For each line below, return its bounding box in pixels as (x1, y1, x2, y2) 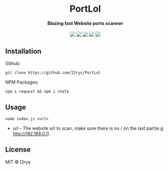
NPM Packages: (5, 79, 39, 86)
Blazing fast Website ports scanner (47, 20, 123, 26)
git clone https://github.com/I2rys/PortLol (5, 70, 101, 75)
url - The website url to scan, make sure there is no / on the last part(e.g (12, 125, 163, 131)
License (5, 146, 31, 154)
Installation (5, 47, 42, 55)
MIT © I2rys (5, 159, 31, 165)
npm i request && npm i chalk (5, 89, 70, 94)
